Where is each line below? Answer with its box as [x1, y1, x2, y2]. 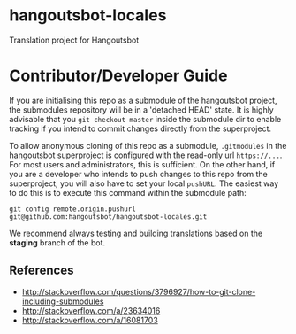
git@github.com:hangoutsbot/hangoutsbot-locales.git [9, 212, 208, 221]
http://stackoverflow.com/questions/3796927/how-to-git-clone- [21, 286, 256, 297]
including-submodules [21, 296, 104, 307]
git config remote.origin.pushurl [9, 205, 137, 214]
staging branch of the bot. [9, 237, 106, 248]
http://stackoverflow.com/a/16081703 [21, 315, 159, 325]
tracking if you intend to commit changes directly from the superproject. [9, 123, 272, 134]
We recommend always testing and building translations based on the [9, 228, 263, 238]
